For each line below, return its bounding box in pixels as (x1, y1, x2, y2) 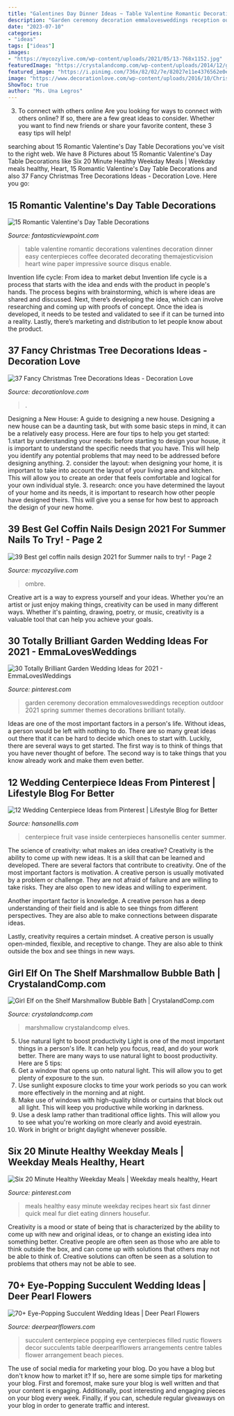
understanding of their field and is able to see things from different (8, 904, 199, 912)
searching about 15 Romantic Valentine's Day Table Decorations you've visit (8, 142, 225, 151)
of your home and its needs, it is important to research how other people (8, 488, 215, 497)
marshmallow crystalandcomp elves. (24, 1023, 131, 1032)
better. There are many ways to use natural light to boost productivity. (17, 1052, 218, 1060)
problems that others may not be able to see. (8, 1259, 136, 1268)
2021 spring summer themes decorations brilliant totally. (24, 706, 186, 714)
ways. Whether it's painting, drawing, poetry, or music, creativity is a (8, 607, 204, 616)
